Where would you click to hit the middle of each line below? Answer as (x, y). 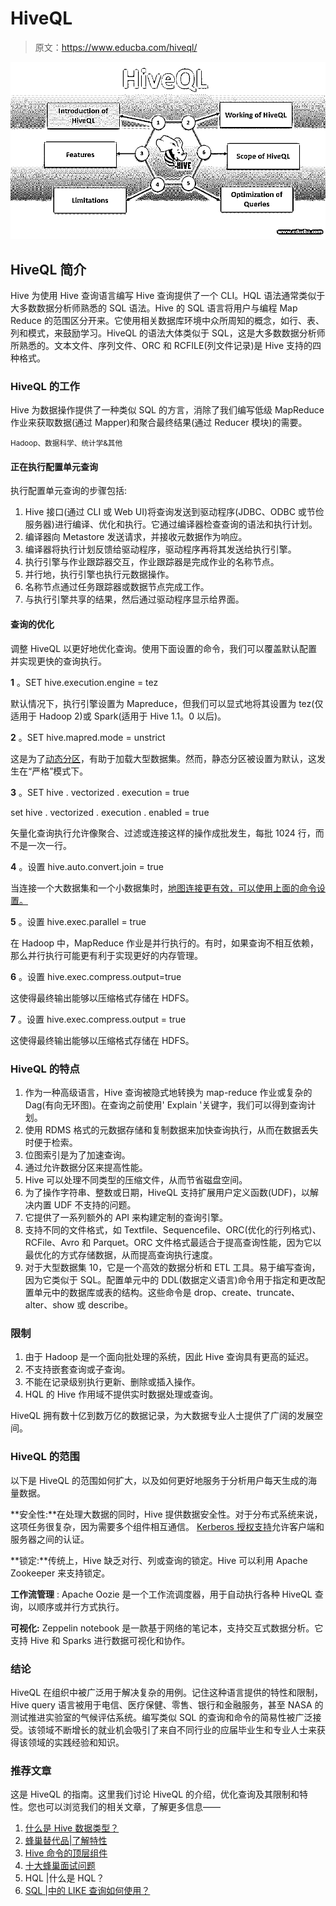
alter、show (49, 1304)
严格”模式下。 (60, 771)
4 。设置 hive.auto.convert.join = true (87, 866)
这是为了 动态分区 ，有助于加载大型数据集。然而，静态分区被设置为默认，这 (163, 758)
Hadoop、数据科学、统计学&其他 (66, 443)
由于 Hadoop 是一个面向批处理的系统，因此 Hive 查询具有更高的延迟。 (169, 1357)
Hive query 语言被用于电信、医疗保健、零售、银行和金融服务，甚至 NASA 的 (167, 1704)
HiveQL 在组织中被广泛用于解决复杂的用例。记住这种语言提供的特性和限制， (167, 1692)
